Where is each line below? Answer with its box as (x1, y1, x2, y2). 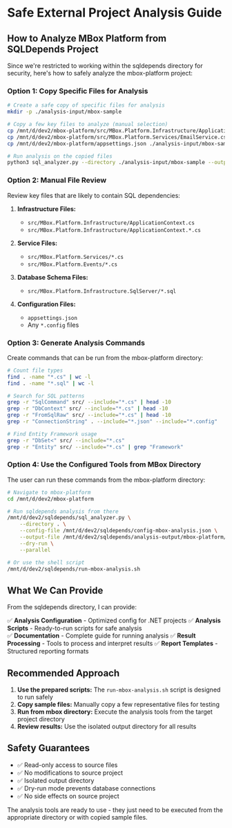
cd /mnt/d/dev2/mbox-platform (7, 495, 95, 503)
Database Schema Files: (17, 273, 88, 281)
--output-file (19, 534, 60, 541)
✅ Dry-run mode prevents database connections (17, 784, 156, 792)
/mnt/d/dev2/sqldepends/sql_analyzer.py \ (7, 514, 131, 521)
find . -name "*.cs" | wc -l (7, 373, 91, 380)
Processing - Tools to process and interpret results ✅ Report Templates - (7, 639, 218, 648)
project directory (17, 715, 66, 723)
